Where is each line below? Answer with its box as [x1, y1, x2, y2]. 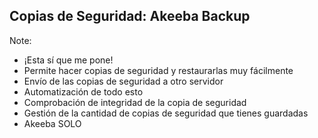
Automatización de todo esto [23, 85, 144, 98]
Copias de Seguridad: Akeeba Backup [9, 8, 251, 25]
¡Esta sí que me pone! [23, 54, 114, 66]
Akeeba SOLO [23, 117, 82, 129]
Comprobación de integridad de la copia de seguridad [23, 96, 247, 108]
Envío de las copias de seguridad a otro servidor [23, 75, 224, 87]
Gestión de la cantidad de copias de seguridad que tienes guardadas [23, 107, 309, 119]
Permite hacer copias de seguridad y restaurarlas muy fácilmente [23, 64, 294, 76]
